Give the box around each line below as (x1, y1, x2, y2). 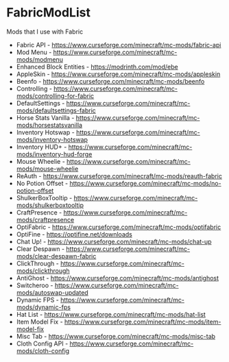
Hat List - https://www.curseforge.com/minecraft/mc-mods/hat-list (16, 310, 206, 318)
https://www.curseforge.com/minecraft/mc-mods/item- (64, 317, 221, 326)
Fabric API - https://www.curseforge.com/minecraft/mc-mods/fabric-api (16, 40, 221, 49)
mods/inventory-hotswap (16, 135, 88, 143)
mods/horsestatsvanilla (16, 121, 83, 129)
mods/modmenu (16, 55, 63, 63)
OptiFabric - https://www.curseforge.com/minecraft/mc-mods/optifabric (16, 223, 221, 231)
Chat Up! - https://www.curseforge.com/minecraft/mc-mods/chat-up (16, 237, 212, 245)
